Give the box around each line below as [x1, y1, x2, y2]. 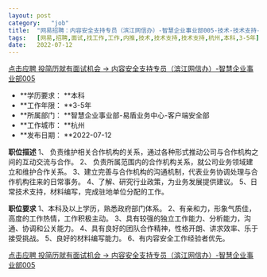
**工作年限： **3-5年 [19, 101, 92, 110]
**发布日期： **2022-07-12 [19, 130, 112, 140]
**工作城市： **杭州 [19, 121, 85, 130]
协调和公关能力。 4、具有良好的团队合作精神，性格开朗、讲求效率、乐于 [21, 224, 258, 233]
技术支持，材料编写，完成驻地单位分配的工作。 [14, 187, 168, 197]
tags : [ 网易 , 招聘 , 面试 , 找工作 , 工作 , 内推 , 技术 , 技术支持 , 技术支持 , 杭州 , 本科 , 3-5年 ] [8, 33, 260, 42]
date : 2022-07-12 [8, 41, 73, 49]
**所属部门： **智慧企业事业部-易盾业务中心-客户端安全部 [19, 110, 210, 120]
